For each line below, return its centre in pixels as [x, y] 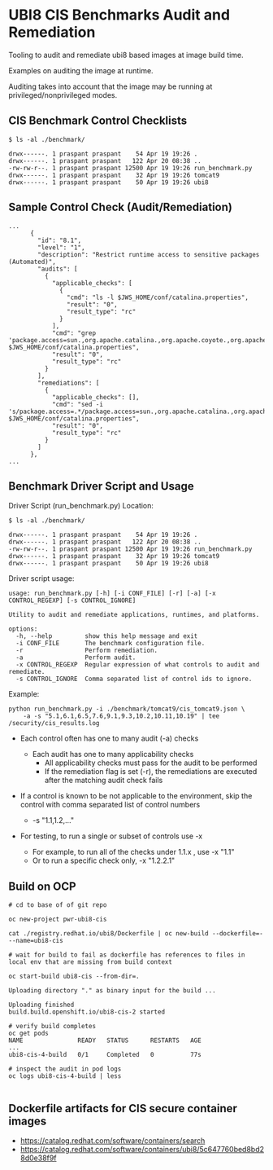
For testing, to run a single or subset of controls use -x [111, 836]
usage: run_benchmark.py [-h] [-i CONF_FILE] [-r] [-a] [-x [113, 594]
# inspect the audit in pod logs [65, 1069]
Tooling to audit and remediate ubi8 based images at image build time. [126, 55]
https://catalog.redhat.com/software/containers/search [113, 1141]
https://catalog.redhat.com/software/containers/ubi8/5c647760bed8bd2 [142, 1149]
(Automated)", [32, 262]
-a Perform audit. [76, 658]
